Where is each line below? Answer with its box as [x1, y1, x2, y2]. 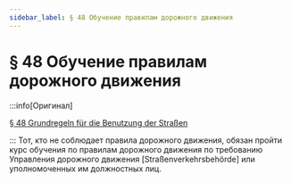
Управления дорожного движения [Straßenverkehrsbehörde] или [9, 154, 256, 164]
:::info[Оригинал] [9, 100, 73, 111]
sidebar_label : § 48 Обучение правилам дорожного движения [9, 12, 234, 22]
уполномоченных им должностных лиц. [9, 162, 162, 174]
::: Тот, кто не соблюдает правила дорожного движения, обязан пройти [9, 135, 283, 146]
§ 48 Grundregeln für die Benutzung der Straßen [9, 117, 188, 128]
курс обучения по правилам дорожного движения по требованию [9, 144, 263, 154]
